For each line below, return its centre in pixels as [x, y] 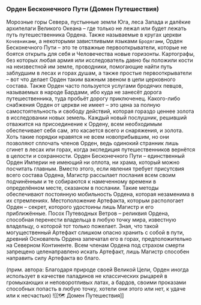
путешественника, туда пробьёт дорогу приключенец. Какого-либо [93, 98]
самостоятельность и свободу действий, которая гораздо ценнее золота [100, 111]
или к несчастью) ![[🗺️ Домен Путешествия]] [65, 295]
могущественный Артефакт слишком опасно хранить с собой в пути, [95, 232]
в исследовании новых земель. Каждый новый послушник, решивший [97, 118]
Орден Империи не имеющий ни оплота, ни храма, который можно [93, 162]
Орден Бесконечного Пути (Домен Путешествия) [82, 9]
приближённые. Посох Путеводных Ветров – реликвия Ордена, [88, 213]
